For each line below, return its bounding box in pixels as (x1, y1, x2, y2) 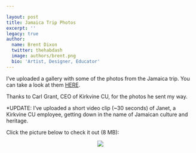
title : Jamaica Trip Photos (6, 19, 76, 26)
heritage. (6, 117, 29, 124)
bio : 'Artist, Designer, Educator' (11, 58, 100, 65)
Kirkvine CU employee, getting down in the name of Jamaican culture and (6, 111, 188, 118)
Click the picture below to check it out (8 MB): (6, 128, 120, 136)
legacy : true (6, 30, 39, 36)
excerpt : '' (6, 25, 36, 31)
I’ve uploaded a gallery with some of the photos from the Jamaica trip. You (6, 75, 190, 82)
